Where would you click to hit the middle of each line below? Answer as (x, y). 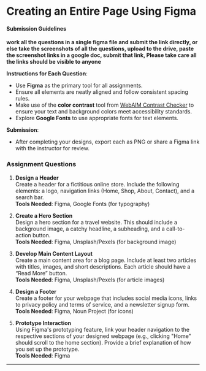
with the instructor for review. (52, 148)
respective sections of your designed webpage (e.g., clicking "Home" (103, 336)
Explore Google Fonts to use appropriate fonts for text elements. (97, 118)
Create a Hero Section (44, 215)
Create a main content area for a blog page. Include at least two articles (106, 260)
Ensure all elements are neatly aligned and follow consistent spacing (102, 92)
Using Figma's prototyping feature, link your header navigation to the (102, 329)
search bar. (29, 197)
